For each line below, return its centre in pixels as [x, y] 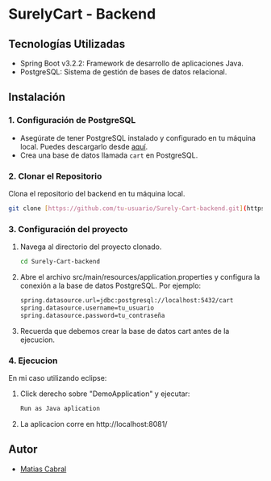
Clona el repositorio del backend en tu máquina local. [97, 193]
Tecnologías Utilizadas [67, 44]
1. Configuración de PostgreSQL [72, 120]
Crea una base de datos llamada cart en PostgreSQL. [109, 155]
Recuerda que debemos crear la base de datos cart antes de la [125, 331]
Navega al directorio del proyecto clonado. [91, 247]
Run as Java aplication [60, 408]
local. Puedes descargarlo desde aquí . [84, 146]
